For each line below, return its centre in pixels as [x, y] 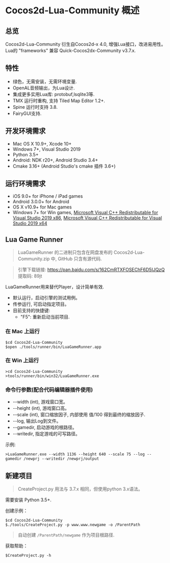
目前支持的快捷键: [31, 311]
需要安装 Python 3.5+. [29, 500]
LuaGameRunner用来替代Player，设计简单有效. [55, 287]
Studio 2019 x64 [30, 223]
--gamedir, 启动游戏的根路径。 [45, 428]
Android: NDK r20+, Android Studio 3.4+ [55, 160]
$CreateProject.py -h [28, 555]
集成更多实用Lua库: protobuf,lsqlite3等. [54, 94]
